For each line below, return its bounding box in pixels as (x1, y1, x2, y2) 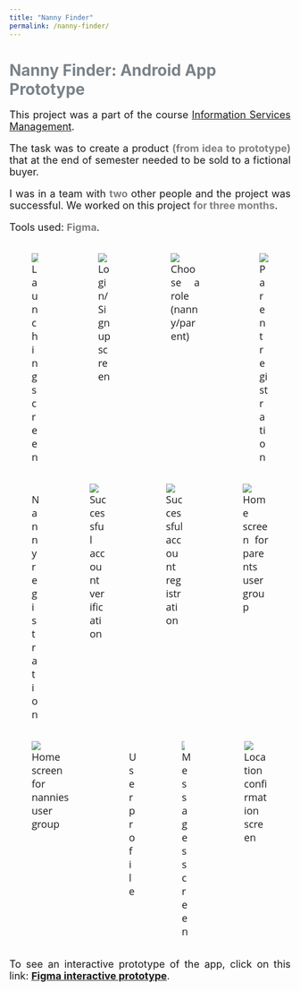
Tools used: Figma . (9, 221, 100, 234)
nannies (31, 790, 70, 805)
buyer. (9, 166, 39, 179)
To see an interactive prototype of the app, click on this (9, 958, 291, 971)
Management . (9, 120, 75, 133)
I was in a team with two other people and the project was (9, 187, 291, 201)
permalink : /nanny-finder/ (9, 21, 110, 30)
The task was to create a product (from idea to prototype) (9, 142, 292, 155)
